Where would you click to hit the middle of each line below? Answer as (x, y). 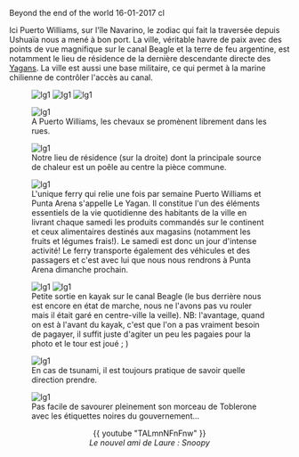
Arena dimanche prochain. (80, 269)
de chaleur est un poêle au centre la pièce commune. (129, 167)
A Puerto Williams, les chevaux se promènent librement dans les (149, 121)
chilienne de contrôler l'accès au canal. (81, 78)
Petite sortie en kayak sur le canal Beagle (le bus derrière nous (146, 296)
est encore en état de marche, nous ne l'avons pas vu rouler (141, 306)
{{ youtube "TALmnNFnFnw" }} (149, 433)
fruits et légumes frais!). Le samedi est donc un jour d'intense (144, 241)
